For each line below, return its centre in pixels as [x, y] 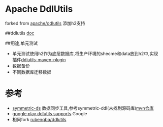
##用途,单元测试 [21, 43]
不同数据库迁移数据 [32, 72]
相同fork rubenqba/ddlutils [39, 119]
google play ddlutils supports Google [50, 113]
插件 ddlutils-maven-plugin [39, 59]
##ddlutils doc [20, 33]
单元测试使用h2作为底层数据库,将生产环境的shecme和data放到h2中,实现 [85, 53]
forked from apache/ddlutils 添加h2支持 [45, 23]
